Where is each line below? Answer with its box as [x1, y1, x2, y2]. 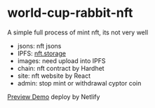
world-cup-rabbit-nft [7, 5, 133, 21]
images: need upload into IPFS [17, 56, 107, 65]
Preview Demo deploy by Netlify [7, 93, 100, 101]
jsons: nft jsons [17, 41, 62, 50]
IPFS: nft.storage [17, 49, 67, 58]
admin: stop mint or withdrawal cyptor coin [17, 79, 142, 87]
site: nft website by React [17, 72, 91, 80]
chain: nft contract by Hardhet [17, 64, 105, 72]
